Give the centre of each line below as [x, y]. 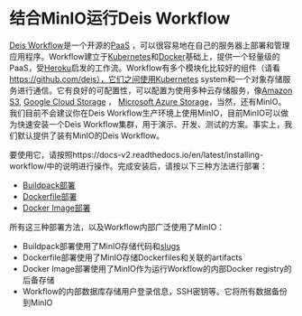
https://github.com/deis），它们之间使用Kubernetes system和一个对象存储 [146, 79]
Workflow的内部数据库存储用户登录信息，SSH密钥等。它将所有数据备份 [155, 291]
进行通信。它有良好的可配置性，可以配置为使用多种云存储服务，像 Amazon [155, 90]
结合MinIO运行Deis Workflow [120, 19]
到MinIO [37, 302]
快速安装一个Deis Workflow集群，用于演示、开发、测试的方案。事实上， [151, 124]
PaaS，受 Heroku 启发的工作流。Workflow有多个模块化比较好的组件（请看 [145, 68]
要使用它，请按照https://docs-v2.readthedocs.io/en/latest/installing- [137, 154]
